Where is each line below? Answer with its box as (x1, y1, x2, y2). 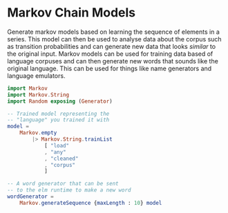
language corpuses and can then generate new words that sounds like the (7, 57, 219, 65)
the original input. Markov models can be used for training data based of (7, 50, 213, 58)
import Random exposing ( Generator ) (7, 98, 113, 105)
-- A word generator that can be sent (7, 181, 119, 187)
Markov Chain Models (7, 5, 136, 21)
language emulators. (7, 71, 66, 80)
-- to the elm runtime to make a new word (7, 187, 131, 194)
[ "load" (44, 142, 70, 149)
